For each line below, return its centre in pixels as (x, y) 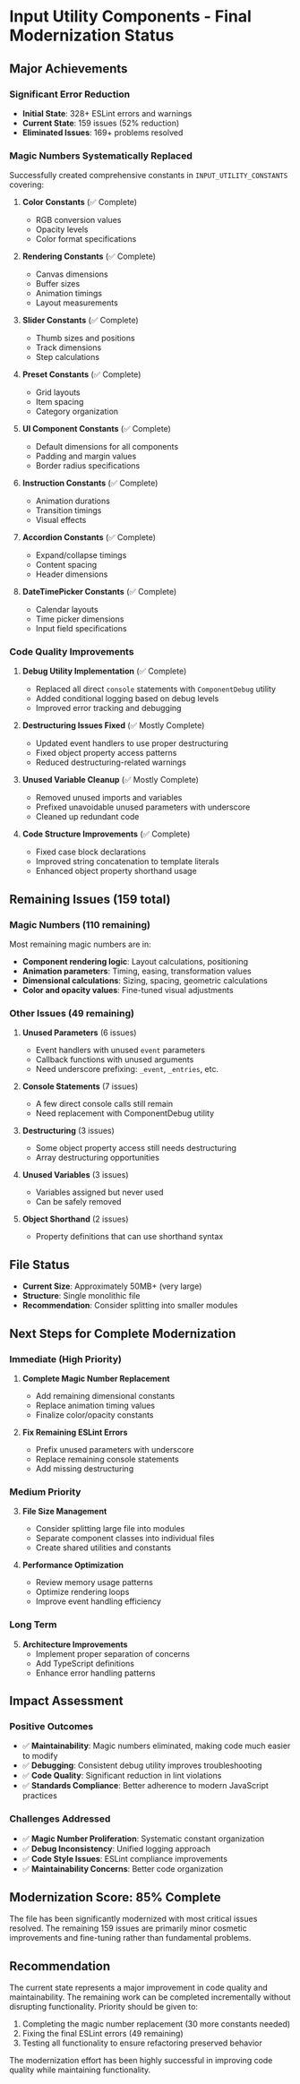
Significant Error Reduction (70, 94)
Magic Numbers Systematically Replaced (101, 156)
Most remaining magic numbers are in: (80, 944)
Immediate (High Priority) (66, 1359)
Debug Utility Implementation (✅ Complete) (104, 671)
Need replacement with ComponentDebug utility (125, 1113)
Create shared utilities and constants (103, 1548)
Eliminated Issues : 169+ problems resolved (103, 133)
